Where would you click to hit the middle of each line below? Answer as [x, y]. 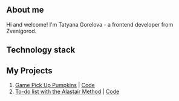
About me [25, 10]
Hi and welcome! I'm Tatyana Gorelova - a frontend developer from [90, 24]
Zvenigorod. [21, 31]
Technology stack [41, 50]
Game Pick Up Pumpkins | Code [55, 85]
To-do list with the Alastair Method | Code [67, 92]
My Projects [29, 70]
